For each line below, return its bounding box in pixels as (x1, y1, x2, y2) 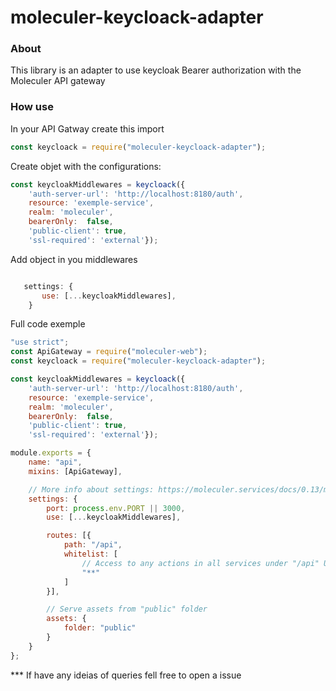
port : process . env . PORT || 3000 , (46, 503, 186, 513)
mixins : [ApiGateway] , (28, 466, 123, 476)
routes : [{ (46, 531, 92, 541)
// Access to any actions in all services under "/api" (81, 558, 320, 568)
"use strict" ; (10, 337, 70, 348)
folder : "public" (63, 623, 137, 633)
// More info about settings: (28, 484, 155, 495)
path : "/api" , (63, 540, 123, 550)
